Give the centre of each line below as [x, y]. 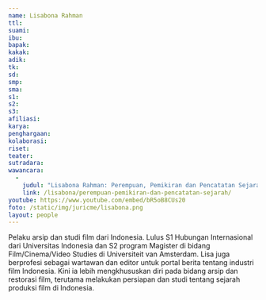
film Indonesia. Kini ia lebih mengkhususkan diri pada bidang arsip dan [123, 271]
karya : [19, 126]
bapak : [19, 45]
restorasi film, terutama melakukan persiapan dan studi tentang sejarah [124, 279]
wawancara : [26, 171]
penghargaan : [30, 133]
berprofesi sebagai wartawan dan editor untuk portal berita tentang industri [131, 263]
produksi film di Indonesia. [51, 288]
